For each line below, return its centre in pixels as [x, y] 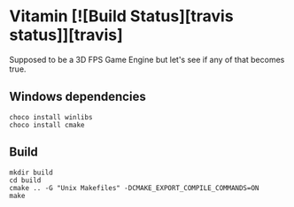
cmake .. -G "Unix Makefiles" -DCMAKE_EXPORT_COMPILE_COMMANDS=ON [134, 188]
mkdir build [31, 172]
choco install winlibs [51, 117]
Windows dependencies [77, 97]
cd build [25, 180]
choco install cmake [47, 125]
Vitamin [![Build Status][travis [121, 16]
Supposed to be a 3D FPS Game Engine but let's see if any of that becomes [147, 59]
